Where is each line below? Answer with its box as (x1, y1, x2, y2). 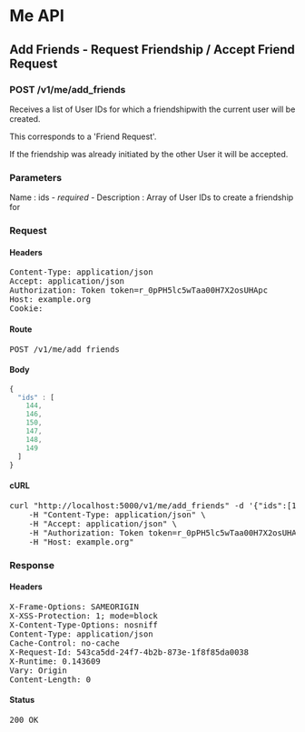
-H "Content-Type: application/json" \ (28, 509, 206, 519)
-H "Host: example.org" (28, 536, 134, 546)
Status (9, 695, 35, 706)
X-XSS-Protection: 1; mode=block (9, 610, 159, 621)
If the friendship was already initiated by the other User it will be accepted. (9, 148, 289, 159)
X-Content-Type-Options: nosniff (9, 619, 159, 630)
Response (9, 558, 54, 571)
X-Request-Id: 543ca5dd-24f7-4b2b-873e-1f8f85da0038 (9, 647, 250, 657)
